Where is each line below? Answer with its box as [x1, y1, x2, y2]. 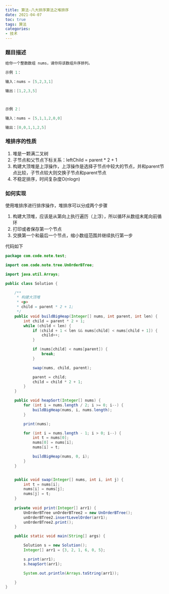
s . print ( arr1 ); [23, 556, 56, 562]
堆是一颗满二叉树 [12, 150, 49, 156]
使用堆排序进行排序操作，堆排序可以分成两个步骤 [5, 202, 108, 209]
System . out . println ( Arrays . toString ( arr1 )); [23, 571, 119, 576]
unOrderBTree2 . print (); [23, 520, 74, 525]
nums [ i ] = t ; [32, 445, 60, 450]
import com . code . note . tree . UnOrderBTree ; [5, 262, 94, 267]
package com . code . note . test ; [5, 253, 67, 259]
